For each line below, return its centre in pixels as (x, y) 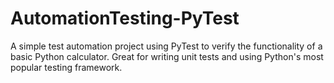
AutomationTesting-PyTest (125, 18)
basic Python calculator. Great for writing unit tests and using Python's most (167, 56)
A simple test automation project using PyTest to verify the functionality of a (166, 46)
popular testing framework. (66, 67)
